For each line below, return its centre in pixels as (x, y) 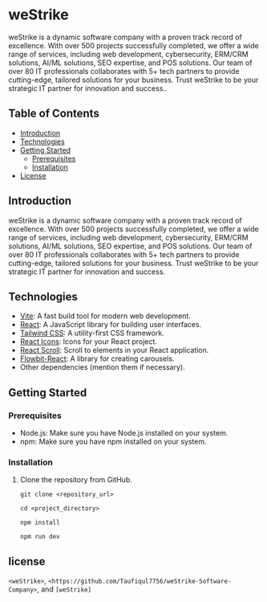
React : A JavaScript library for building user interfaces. (111, 325)
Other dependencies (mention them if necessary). (103, 367)
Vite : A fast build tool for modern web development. (105, 316)
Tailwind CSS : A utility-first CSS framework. (92, 333)
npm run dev (40, 537)
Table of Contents (54, 114)
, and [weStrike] (65, 589)
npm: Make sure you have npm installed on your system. (113, 442)
